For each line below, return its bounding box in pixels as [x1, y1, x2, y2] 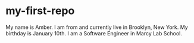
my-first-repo [5, 4, 75, 18]
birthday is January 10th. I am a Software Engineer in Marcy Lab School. [5, 29, 182, 37]
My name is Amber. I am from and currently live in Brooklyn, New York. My [5, 24, 188, 31]
